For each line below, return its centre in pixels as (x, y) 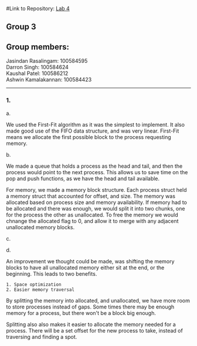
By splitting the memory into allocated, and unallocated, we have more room (98, 300)
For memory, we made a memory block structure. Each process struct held (96, 189)
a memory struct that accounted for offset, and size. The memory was (91, 196)
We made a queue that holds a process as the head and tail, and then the (94, 166)
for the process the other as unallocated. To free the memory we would (92, 215)
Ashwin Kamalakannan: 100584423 (49, 80)
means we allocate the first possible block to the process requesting (89, 137)
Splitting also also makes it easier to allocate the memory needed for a (91, 324)
